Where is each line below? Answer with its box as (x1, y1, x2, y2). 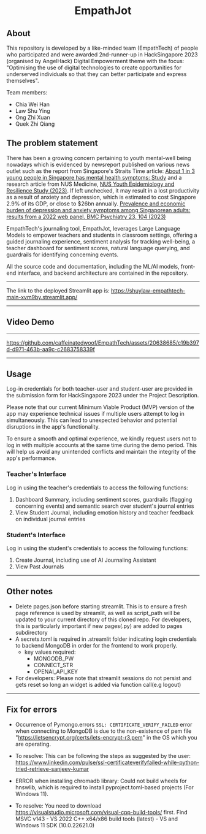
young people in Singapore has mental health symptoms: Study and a (6, 174, 182, 181)
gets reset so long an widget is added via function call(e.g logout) (15, 681, 181, 688)
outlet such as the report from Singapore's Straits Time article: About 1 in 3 (6, 167, 195, 175)
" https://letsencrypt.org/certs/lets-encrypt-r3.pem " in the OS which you (15, 733, 197, 741)
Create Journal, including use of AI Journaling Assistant (15, 556, 156, 564)
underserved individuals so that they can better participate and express (6, 71, 187, 77)
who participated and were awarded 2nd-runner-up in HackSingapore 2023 (6, 51, 198, 58)
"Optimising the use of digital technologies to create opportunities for (6, 64, 182, 71)
